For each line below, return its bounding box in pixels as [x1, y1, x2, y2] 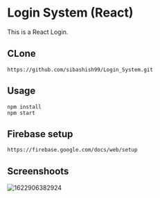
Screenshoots [7, 165, 69, 177]
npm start [7, 109, 36, 116]
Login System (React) [7, 5, 134, 21]
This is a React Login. [7, 28, 69, 36]
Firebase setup [7, 128, 73, 140]
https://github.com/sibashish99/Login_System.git [7, 66, 154, 73]
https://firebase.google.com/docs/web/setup [7, 147, 138, 154]
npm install [7, 103, 42, 110]
